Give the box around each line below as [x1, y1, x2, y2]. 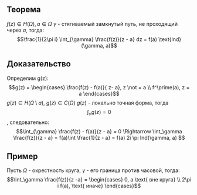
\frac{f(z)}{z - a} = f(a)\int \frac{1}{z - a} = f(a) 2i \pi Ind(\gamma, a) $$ [13, 135, 185, 142]
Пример [6, 151, 38, 161]
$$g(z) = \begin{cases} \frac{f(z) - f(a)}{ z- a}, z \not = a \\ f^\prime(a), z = [8, 83, 190, 90]
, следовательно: [6, 119, 49, 126]
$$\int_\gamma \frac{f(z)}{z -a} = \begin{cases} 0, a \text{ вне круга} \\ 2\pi [6, 176, 192, 183]
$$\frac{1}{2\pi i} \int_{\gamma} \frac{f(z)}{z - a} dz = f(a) [16, 35, 158, 43]
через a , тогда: [6, 26, 45, 33]
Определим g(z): [6, 75, 49, 82]
